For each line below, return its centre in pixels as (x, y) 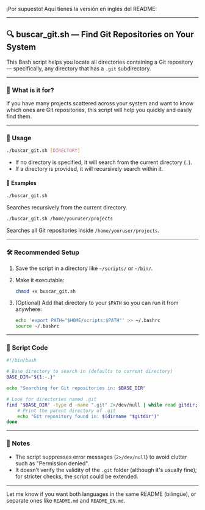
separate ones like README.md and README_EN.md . (66, 500)
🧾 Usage (19, 138)
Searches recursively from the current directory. (67, 208)
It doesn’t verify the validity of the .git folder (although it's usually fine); (106, 470)
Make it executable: (40, 280)
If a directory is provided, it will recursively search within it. (89, 169)
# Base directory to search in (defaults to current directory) (90, 372)
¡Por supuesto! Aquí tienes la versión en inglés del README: (82, 9)
